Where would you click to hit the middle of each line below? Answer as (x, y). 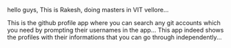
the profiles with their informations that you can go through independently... (114, 37)
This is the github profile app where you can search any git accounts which (114, 23)
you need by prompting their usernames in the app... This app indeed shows (115, 30)
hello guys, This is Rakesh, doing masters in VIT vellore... (88, 10)
